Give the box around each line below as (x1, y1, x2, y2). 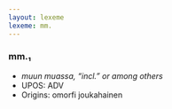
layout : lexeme (8, 12, 65, 22)
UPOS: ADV (20, 80, 64, 90)
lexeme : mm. (8, 21, 52, 30)
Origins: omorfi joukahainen (20, 90, 123, 100)
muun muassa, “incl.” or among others (20, 70, 163, 81)
